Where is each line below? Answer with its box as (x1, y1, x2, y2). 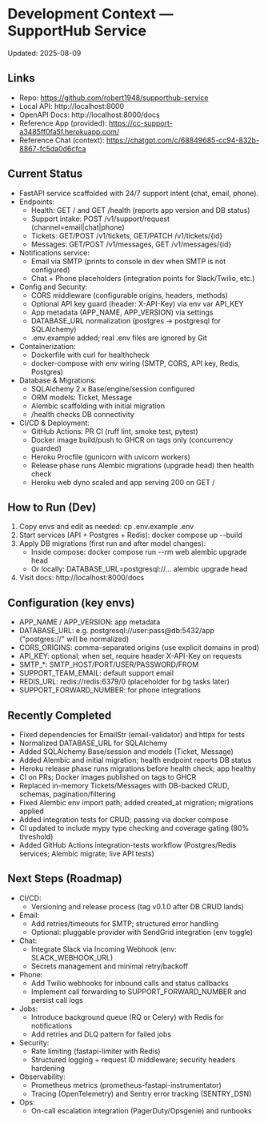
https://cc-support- (108, 118, 173, 128)
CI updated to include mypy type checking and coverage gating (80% (18, 824, 250, 832)
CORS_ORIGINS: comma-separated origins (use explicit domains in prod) (18, 643, 260, 652)
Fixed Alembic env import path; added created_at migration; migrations (18, 798, 254, 807)
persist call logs (30, 995, 83, 1005)
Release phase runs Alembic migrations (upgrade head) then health (30, 460, 254, 470)
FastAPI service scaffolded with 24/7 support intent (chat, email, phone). (18, 188, 259, 198)
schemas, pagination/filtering (18, 789, 116, 799)
